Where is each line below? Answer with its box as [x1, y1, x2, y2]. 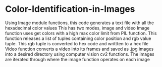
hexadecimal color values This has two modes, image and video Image [5, 25, 150, 31]
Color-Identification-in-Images [5, 3, 135, 15]
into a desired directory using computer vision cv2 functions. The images [5, 51, 155, 57]
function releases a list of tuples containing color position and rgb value [5, 35, 152, 41]
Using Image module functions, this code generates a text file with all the [5, 20, 155, 26]
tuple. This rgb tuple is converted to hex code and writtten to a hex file [5, 40, 149, 46]
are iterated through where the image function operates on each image [5, 56, 150, 62]
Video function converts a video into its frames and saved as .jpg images [5, 46, 154, 52]
